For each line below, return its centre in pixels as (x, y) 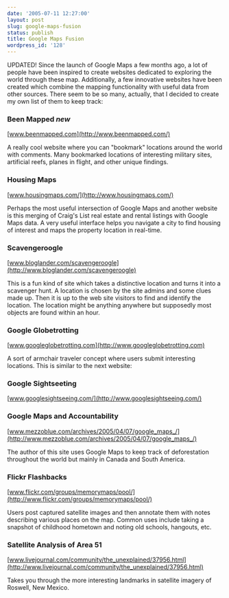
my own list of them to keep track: (55, 101)
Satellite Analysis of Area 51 (55, 545)
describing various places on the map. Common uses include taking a (106, 520)
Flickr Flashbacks (37, 476)
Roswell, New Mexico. (38, 588)
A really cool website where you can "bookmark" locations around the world (115, 148)
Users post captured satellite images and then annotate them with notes (109, 513)
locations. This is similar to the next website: (70, 366)
